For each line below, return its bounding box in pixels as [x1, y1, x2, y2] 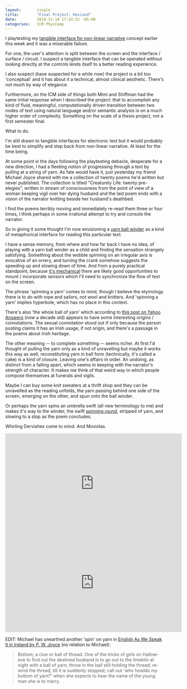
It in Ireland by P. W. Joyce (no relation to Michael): [5, 642, 111, 648]
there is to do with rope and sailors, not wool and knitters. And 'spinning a [5, 294, 158, 300]
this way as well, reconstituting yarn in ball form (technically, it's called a [5, 351, 156, 357]
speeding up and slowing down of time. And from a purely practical [5, 263, 145, 269]
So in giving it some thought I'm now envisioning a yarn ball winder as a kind [5, 226, 164, 232]
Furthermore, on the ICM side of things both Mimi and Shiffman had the [5, 91, 154, 97]
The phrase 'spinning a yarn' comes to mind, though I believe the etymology [5, 289, 164, 295]
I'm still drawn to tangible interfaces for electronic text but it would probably [5, 138, 163, 144]
